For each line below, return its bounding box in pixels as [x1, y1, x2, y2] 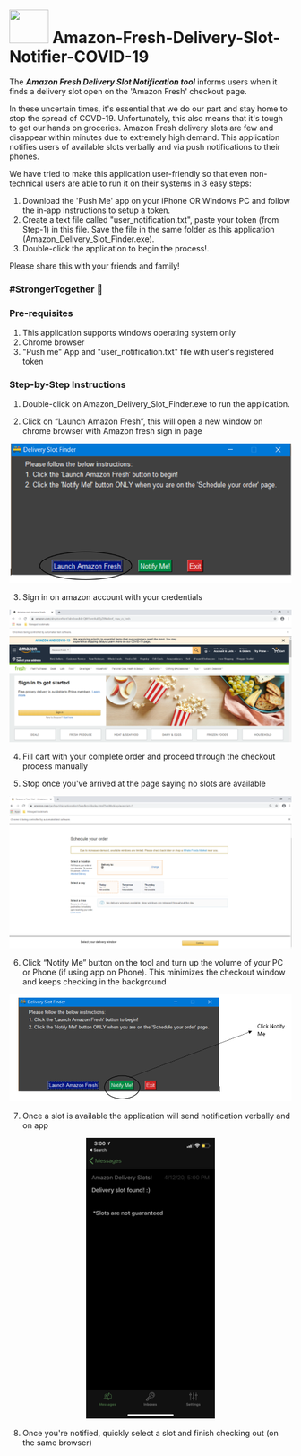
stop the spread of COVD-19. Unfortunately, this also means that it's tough [9, 112, 284, 123]
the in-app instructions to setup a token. [21, 205, 171, 216]
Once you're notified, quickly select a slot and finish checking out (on [21, 1428, 279, 1439]
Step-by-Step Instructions [9, 378, 126, 391]
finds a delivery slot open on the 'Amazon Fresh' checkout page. [9, 85, 247, 96]
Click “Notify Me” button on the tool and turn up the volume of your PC [21, 957, 284, 968]
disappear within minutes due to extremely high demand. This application [9, 131, 280, 143]
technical [9, 178, 43, 189]
